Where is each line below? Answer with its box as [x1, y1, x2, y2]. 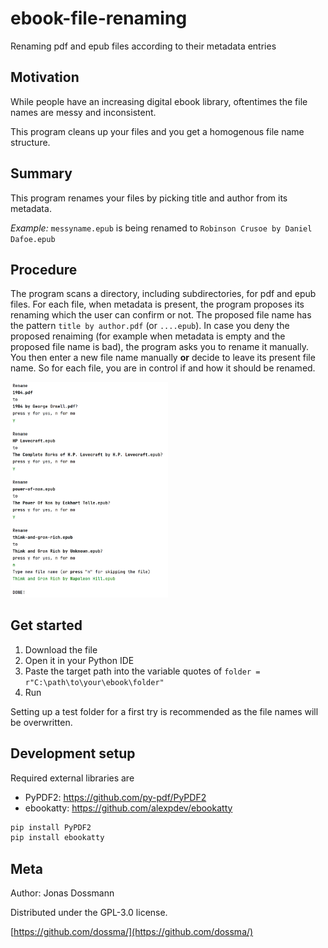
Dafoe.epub [10, 234, 56, 244]
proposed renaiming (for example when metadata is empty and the [10, 330, 286, 342]
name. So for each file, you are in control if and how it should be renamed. [10, 362, 316, 374]
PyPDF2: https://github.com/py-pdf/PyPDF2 [24, 791, 207, 803]
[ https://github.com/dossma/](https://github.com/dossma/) [10, 926, 254, 938]
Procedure [10, 261, 78, 278]
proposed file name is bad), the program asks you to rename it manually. [10, 341, 309, 353]
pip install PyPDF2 [10, 822, 92, 832]
